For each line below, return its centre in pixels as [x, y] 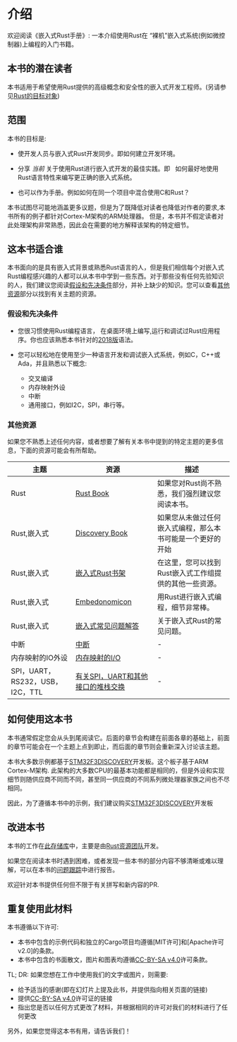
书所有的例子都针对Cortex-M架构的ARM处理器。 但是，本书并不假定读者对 [116, 216]
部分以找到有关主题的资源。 [60, 294]
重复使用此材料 [40, 908]
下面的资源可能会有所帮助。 [60, 450]
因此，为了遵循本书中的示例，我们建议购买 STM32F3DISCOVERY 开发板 [110, 803]
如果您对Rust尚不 [186, 483]
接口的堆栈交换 [100, 686]
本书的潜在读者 [40, 69]
